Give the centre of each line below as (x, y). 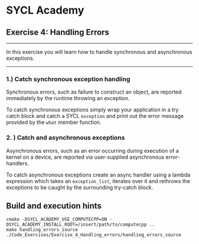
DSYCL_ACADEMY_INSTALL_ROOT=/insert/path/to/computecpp (76, 225)
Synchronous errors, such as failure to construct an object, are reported (94, 92)
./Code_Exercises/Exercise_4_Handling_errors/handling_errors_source (94, 235)
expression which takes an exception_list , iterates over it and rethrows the (98, 181)
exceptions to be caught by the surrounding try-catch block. (80, 187)
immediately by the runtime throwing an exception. (68, 98)
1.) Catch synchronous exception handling (68, 79)
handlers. (18, 163)
